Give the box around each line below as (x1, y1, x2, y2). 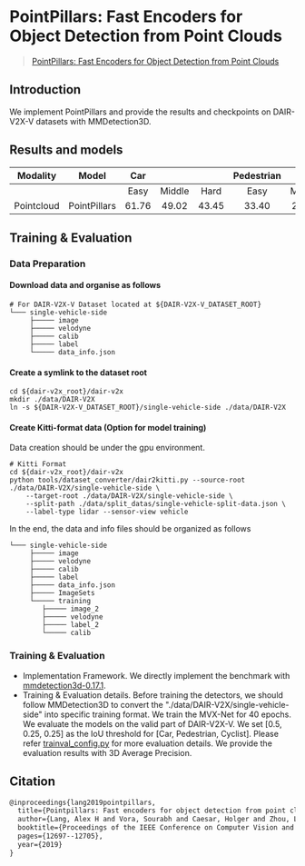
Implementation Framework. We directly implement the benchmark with (22, 670, 290, 681)
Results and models (9, 143, 123, 158)
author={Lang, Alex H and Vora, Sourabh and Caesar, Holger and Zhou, (17, 815, 290, 824)
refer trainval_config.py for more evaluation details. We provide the (22, 738, 272, 749)
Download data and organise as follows (9, 280, 162, 291)
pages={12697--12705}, (17, 831, 103, 841)
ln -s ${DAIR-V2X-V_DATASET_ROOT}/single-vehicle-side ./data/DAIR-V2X (9, 403, 286, 413)
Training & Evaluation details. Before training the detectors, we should (22, 689, 284, 701)
